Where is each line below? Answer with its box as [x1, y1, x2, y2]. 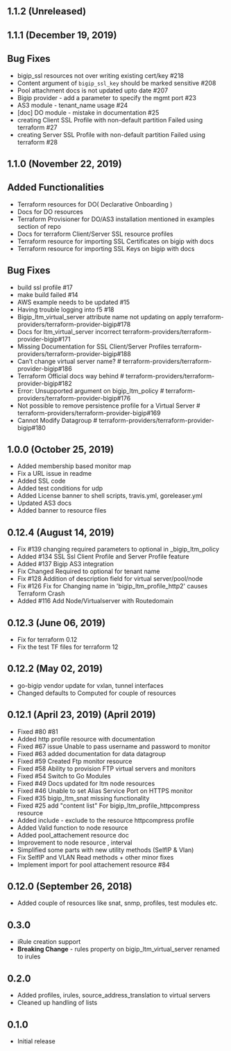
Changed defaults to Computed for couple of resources [17, 689, 176, 697]
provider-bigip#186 [17, 364, 73, 373]
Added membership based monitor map [17, 462, 132, 470]
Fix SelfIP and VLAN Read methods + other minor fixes [17, 853, 174, 861]
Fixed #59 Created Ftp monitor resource [17, 757, 132, 765]
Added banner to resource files [17, 506, 107, 515]
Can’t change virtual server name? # [17, 357, 121, 365]
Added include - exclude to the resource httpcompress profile [17, 816, 194, 824]
